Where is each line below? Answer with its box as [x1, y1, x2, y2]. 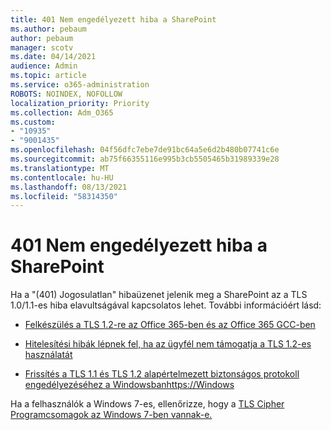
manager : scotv [10, 42, 74, 53]
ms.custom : [10, 117, 56, 127]
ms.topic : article [10, 71, 87, 81]
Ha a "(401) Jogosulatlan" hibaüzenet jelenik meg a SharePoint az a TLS [10, 289, 308, 301]
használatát [24, 349, 73, 361]
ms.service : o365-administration [10, 80, 150, 90]
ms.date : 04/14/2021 [10, 52, 97, 62]
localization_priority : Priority [10, 98, 150, 108]
